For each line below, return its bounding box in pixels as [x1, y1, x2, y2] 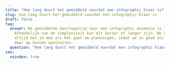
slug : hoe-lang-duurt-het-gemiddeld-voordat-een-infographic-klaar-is [5, 12, 157, 17]
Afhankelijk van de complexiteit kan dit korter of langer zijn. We [14, 31, 162, 36]
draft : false [5, 17, 33, 22]
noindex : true [10, 54, 39, 59]
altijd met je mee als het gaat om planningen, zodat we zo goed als [14, 36, 164, 41]
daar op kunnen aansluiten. [14, 40, 73, 45]
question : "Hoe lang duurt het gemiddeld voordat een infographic [10, 45, 153, 50]
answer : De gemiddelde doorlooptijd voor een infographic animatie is [10, 26, 162, 31]
